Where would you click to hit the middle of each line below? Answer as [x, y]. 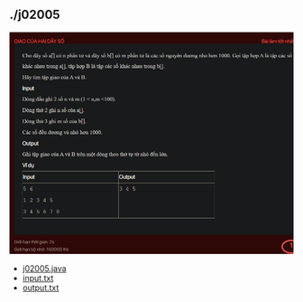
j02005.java [44, 269]
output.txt [41, 288]
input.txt [38, 278]
